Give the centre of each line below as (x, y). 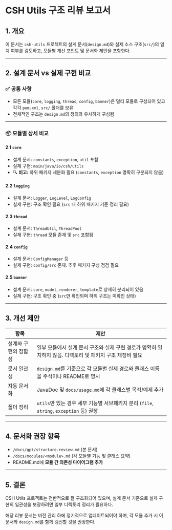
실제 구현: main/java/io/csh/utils (48, 166)
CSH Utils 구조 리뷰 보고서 (58, 10)
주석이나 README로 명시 (71, 376)
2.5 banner (16, 278)
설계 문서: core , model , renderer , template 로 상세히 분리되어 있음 (78, 289)
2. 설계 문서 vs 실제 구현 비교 (48, 73)
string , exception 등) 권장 (67, 411)
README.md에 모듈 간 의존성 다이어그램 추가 (58, 462)
